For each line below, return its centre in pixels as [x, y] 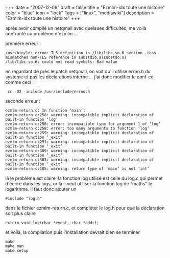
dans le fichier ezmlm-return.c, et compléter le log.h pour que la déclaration [85, 208]
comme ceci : [20, 82]
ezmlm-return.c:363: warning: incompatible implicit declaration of [80, 160]
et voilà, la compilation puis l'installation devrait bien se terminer [73, 232]
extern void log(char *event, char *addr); [52, 223]
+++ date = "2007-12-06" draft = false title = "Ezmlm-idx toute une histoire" [85, 7]
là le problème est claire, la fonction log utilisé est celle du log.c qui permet [84, 178]
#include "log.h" [24, 199]
